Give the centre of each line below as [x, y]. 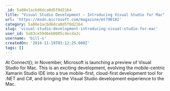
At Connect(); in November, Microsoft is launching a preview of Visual [78, 62]
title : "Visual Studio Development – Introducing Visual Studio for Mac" [85, 15]
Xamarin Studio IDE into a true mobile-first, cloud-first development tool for [84, 73]
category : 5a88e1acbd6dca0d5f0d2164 [44, 24]
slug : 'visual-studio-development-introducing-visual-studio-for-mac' [82, 29]
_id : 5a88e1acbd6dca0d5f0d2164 [38, 10]
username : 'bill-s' [26, 39]
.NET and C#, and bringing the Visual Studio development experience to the [85, 78]
